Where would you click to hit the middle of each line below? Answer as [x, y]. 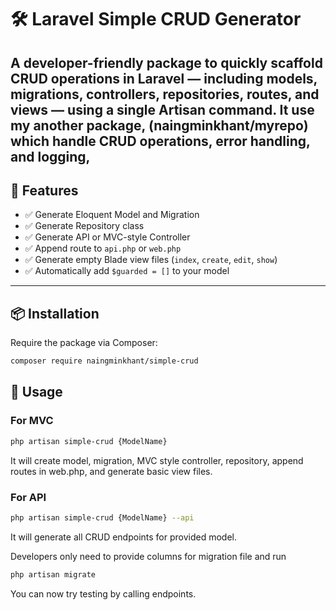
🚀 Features [44, 190]
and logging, [50, 156]
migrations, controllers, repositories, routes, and [165, 94]
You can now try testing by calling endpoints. [103, 593]
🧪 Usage [36, 392]
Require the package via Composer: [84, 343]
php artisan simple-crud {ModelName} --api [102, 517]
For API [28, 497]
